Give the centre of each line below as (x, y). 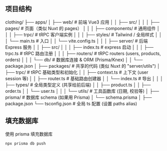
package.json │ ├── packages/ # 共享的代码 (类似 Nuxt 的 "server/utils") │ (83, 66)
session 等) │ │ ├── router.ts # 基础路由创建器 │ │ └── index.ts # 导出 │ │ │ (84, 78)
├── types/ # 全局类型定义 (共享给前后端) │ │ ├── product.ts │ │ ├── (78, 85)
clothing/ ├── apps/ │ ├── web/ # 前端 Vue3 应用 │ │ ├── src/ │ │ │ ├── (82, 22)
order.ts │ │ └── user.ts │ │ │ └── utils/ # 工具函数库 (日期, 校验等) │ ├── (82, 91)
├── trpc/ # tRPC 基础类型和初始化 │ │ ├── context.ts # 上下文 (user (77, 72)
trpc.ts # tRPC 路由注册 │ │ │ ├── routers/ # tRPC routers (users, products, (83, 53)
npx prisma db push (26, 143)
